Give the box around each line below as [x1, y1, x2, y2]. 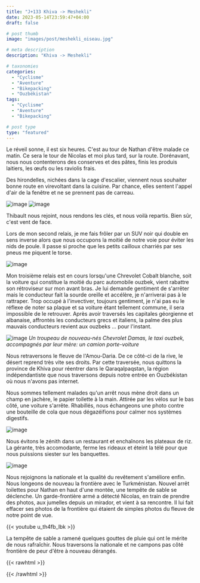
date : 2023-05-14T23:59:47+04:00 [6, 14, 90, 20]
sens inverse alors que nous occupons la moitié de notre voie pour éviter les [6, 236, 194, 243]
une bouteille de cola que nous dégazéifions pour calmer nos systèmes [6, 408, 182, 415]
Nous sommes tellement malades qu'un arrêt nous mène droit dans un [6, 389, 179, 397]
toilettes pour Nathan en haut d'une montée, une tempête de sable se [6, 486, 177, 493]
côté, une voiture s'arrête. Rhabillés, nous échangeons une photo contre [6, 402, 184, 409]
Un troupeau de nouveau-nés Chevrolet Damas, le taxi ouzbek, [29, 335, 184, 342]
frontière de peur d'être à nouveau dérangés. [6, 547, 118, 555]
